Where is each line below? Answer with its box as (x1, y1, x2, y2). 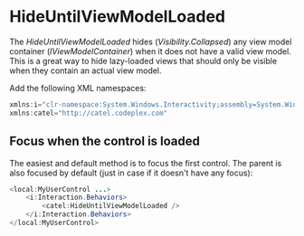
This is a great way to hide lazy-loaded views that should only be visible (9, 55, 278, 66)
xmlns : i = (9, 99, 43, 109)
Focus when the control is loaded (9, 134, 201, 149)
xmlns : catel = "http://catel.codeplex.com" (9, 109, 168, 118)
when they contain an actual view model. (9, 65, 162, 76)
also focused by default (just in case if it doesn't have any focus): (9, 167, 253, 178)
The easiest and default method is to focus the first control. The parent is (9, 157, 282, 168)
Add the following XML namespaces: (9, 82, 147, 93)
